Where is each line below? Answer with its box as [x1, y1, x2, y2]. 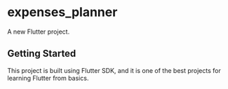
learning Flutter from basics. [7, 74, 89, 82]
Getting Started [7, 48, 76, 60]
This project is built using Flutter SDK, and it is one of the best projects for [7, 66, 221, 74]
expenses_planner [7, 4, 118, 20]
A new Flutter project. [7, 27, 70, 36]
